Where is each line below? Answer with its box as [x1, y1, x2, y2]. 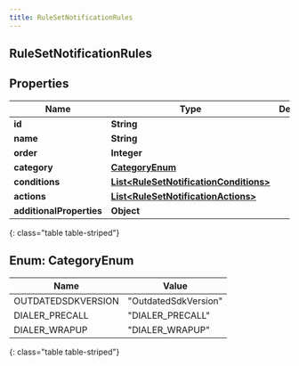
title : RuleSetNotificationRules [9, 12, 133, 22]
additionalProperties [13, 204, 102, 216]
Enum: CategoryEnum [9, 253, 134, 268]
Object [110, 204, 141, 216]
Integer [110, 146, 142, 159]
